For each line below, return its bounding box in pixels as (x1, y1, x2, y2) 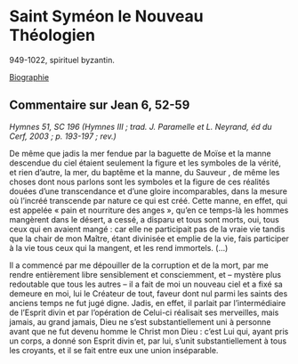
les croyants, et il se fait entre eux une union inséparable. (9, 344, 219, 355)
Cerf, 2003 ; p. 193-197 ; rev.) (9, 131, 117, 142)
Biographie (9, 71, 50, 82)
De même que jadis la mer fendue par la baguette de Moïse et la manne (9, 148, 271, 158)
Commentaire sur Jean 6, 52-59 (9, 98, 190, 113)
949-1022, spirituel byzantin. (9, 54, 116, 65)
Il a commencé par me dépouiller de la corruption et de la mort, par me (9, 260, 269, 271)
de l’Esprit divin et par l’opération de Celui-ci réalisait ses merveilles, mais (9, 307, 279, 318)
